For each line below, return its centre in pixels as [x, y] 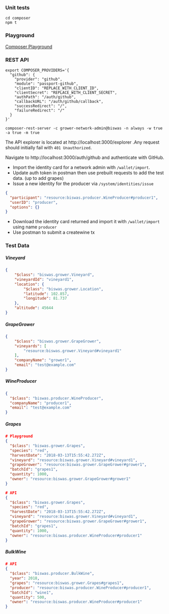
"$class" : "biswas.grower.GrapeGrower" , [58, 341]
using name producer [35, 227]
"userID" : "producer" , [34, 202]
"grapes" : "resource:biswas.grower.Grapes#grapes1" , [67, 583]
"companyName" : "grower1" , [43, 360]
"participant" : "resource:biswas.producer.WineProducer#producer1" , [84, 198]
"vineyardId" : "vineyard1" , [44, 279]
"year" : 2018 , [25, 578]
